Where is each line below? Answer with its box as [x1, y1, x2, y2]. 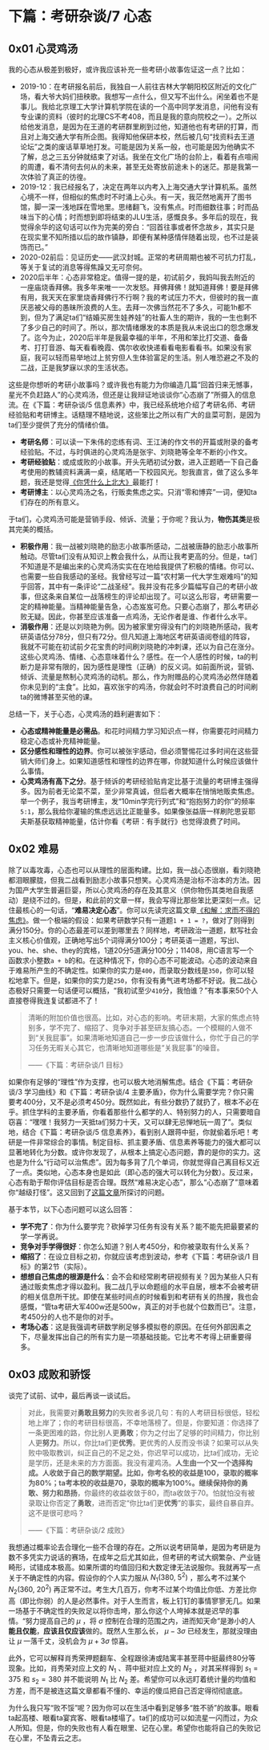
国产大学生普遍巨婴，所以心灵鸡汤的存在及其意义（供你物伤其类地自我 [14, 885, 247, 895]
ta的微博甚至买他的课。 [19, 692, 98, 701]
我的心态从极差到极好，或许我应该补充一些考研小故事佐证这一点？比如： [8, 65, 247, 74]
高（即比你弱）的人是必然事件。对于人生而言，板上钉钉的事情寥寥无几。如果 [8, 1596, 261, 1605]
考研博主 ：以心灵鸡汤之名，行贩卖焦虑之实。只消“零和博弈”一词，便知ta [19, 487, 258, 496]
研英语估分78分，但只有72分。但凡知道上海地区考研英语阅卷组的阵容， [19, 632, 255, 641]
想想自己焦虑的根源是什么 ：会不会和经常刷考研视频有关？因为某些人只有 [19, 1271, 259, 1281]
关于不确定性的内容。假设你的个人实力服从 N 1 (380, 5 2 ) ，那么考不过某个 [8, 1571, 247, 1585]
